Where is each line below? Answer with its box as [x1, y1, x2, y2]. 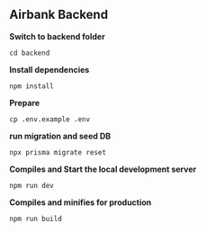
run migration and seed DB [9, 130, 112, 141]
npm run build [9, 214, 63, 223]
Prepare [9, 97, 40, 108]
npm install [9, 81, 54, 91]
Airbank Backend [9, 7, 109, 22]
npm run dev [9, 181, 54, 190]
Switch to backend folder [9, 31, 105, 41]
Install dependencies [9, 64, 90, 75]
